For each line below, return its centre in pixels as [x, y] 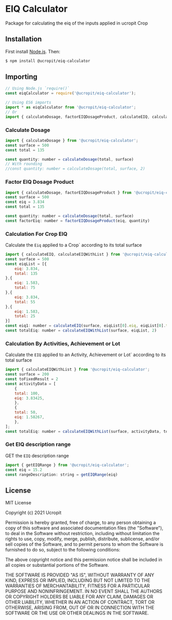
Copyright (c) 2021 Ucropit [33, 513]
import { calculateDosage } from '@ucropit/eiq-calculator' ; [72, 140]
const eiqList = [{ [26, 264]
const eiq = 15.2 [24, 470]
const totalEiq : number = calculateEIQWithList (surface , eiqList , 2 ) [81, 330]
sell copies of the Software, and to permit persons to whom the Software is [84, 544]
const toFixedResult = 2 [32, 379]
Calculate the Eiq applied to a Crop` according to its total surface [74, 245]
